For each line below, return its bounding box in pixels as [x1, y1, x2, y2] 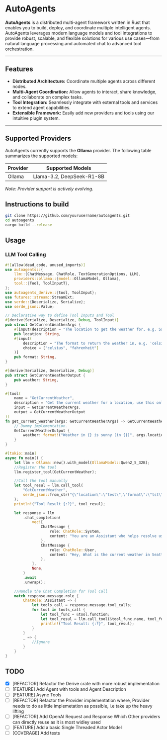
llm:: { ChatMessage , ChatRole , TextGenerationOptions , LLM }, [14, 272, 141, 277]
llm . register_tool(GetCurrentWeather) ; [14, 469, 97, 474]
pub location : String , [14, 331, 61, 336]
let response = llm [14, 510, 55, 515]
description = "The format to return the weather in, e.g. [23, 341, 148, 346]
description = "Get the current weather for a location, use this [14, 400, 155, 405]
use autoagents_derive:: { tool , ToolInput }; [5, 290, 97, 295]
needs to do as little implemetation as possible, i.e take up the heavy [12, 703, 153, 709]
